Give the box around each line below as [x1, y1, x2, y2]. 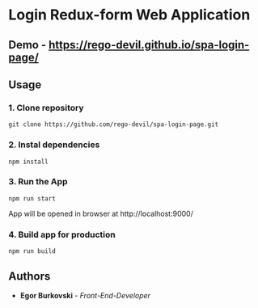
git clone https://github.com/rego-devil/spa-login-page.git [8, 120, 219, 129]
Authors [8, 269, 51, 283]
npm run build [8, 247, 57, 255]
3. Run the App [8, 176, 68, 188]
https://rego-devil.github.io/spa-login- [48, 38, 250, 52]
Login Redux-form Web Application [8, 6, 251, 24]
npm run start [8, 194, 57, 203]
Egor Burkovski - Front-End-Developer [19, 290, 151, 300]
